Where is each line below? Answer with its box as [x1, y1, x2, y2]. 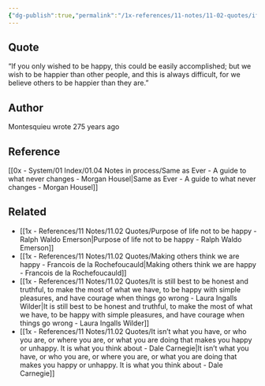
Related [8, 206, 47, 219]
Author [8, 101, 43, 114]
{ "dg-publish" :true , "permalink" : [8, 11, 118, 20]
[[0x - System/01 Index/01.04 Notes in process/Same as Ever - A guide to [8, 166, 247, 176]
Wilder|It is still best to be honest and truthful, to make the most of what [19, 301, 253, 311]
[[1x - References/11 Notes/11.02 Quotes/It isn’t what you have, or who [19, 326, 247, 336]
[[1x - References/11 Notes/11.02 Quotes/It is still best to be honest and [19, 277, 248, 286]
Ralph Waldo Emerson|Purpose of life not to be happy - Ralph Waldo [19, 234, 242, 244]
